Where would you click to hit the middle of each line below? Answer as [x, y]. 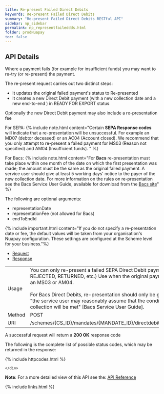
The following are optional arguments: [43, 199]
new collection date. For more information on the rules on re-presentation [79, 179]
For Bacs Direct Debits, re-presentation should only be [93, 294]
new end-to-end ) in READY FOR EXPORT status [61, 103]
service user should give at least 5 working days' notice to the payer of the [80, 173]
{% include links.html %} [30, 387]
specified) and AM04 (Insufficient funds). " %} [52, 148]
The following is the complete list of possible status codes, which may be [79, 344]
